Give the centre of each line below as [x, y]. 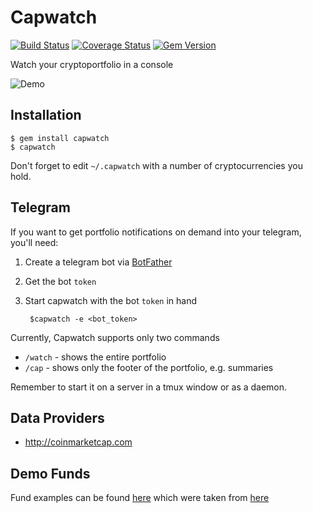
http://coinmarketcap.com [78, 442]
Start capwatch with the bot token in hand [111, 300]
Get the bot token [60, 281]
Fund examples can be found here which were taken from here [140, 498]
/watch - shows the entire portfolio [95, 357]
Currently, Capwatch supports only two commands [115, 337]
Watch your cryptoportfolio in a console [92, 64]
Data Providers [57, 417]
